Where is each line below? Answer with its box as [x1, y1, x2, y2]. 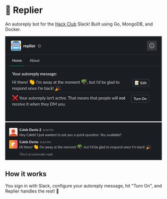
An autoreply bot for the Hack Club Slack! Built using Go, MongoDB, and [5, 21, 153, 27]
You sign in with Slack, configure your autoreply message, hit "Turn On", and [5, 183, 162, 189]
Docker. [5, 26, 21, 32]
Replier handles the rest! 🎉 [5, 188, 59, 194]
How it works [5, 170, 47, 178]
